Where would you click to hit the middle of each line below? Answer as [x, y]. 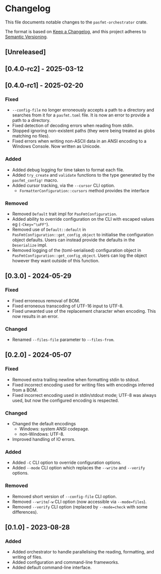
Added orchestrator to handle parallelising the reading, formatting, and [83, 552]
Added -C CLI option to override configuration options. [67, 462]
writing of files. [27, 557]
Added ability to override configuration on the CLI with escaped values [83, 219]
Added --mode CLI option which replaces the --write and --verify [79, 468]
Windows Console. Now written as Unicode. [56, 146]
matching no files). [31, 136]
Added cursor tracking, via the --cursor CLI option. [64, 185]
